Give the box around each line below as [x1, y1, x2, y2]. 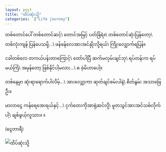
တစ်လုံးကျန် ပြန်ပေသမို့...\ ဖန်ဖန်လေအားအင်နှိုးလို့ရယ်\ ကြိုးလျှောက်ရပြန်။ [5, 41, 146, 47]
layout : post [5, 7, 32, 12]
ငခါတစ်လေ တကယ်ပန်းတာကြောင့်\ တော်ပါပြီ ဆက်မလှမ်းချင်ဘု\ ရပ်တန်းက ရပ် [5, 55, 156, 61]
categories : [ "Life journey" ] [5, 16, 70, 21]
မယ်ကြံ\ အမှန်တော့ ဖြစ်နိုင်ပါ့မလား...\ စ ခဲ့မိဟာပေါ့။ [5, 65, 103, 71]
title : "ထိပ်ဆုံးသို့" [5, 12, 42, 17]
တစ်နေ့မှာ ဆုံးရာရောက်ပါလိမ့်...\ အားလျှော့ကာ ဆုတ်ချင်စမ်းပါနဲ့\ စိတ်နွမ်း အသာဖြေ [5, 79, 161, 85]
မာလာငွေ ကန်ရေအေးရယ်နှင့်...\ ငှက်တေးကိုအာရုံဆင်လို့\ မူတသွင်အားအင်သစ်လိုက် [5, 102, 161, 108]
